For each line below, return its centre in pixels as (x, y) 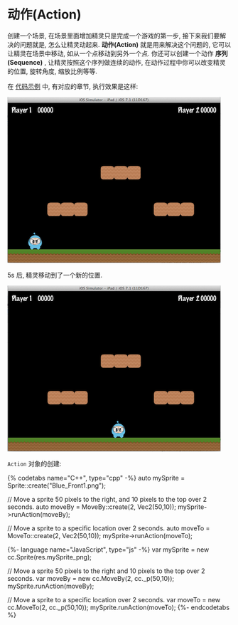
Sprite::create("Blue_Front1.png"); (57, 485)
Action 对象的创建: (34, 463)
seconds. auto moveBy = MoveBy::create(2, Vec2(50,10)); (92, 507)
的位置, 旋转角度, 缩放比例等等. (52, 71)
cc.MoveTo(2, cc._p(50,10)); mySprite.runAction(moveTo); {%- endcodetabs (118, 607)
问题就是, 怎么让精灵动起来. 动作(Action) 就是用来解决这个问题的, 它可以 (125, 44)
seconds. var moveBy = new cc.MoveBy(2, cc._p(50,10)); (91, 578)
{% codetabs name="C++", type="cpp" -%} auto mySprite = (96, 478)
